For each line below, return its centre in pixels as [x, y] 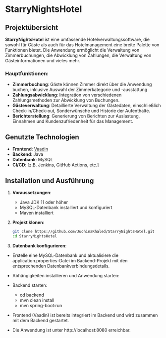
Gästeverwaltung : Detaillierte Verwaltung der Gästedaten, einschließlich [86, 106]
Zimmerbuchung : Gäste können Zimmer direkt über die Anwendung [82, 84]
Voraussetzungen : [32, 192]
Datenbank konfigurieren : [39, 245]
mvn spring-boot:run [41, 305]
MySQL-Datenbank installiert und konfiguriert [66, 207]
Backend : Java [28, 154]
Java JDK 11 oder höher [44, 202]
